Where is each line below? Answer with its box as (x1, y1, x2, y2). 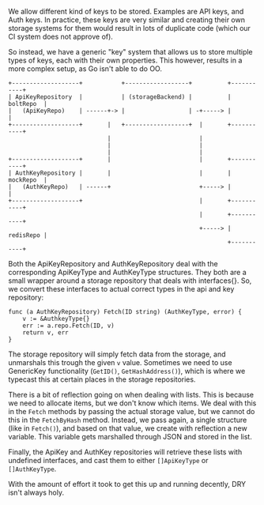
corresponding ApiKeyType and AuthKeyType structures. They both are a (8, 268, 247, 277)
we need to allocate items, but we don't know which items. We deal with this (8, 398, 257, 408)
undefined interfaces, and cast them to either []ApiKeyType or (8, 456, 209, 465)
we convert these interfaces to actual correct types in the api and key (8, 285, 235, 293)
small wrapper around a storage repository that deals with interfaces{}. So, (8, 276, 252, 285)
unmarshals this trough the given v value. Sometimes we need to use (8, 358, 232, 367)
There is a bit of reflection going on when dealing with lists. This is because (8, 390, 255, 399)
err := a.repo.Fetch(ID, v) (22, 322, 115, 330)
